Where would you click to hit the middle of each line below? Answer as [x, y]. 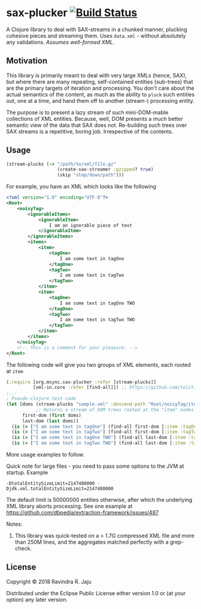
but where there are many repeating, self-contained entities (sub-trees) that [100, 81]
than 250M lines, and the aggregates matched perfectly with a [92, 542]
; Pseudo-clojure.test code [41, 399]
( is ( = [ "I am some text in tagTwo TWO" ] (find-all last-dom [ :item [99, 443]
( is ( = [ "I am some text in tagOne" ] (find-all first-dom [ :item [95, 427]
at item [15, 371]
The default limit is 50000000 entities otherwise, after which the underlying [99, 500]
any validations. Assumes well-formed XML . [60, 42]
